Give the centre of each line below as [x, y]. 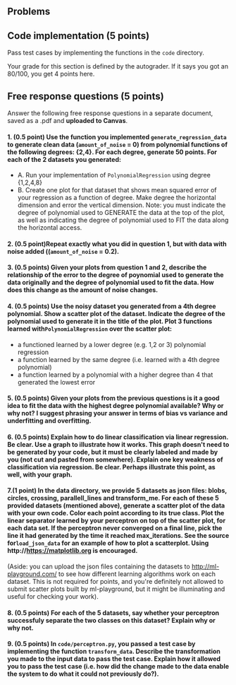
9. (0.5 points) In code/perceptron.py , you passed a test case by [101, 644]
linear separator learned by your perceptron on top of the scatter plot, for [117, 521]
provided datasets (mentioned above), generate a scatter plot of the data [116, 505]
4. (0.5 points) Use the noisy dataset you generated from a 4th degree [112, 306]
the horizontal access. [50, 228]
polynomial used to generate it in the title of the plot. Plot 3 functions [110, 321]
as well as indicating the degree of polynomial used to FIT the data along [123, 220]
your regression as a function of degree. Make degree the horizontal [117, 198]
